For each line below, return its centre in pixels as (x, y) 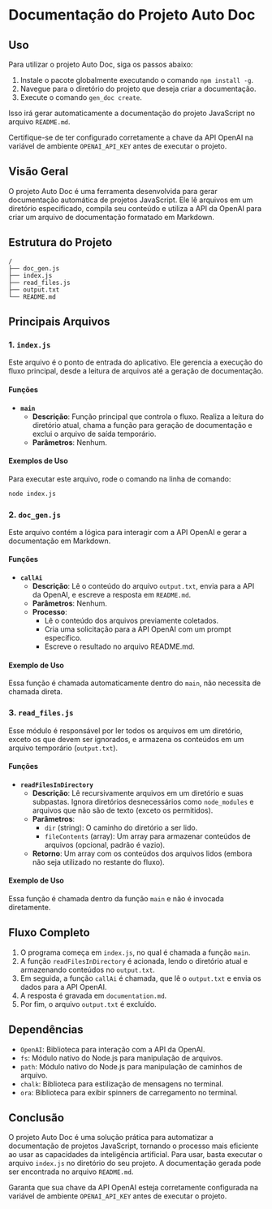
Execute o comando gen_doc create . (81, 97)
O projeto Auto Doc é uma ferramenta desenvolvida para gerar (113, 191)
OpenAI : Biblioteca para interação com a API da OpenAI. (112, 1049)
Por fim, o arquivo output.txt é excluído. (88, 1004)
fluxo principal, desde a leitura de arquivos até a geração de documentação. (136, 371)
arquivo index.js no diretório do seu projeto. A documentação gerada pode (135, 1164)
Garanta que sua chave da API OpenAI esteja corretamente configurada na (133, 1188)
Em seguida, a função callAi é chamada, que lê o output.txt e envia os (140, 978)
